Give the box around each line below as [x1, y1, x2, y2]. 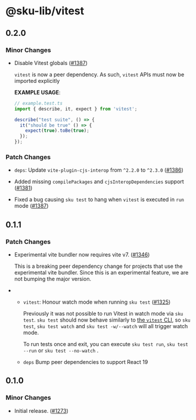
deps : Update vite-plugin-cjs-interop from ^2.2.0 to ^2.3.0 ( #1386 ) [14, 166, 184, 174]
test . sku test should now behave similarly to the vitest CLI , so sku [23, 316, 191, 323]
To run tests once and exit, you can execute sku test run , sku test [23, 340, 188, 347]
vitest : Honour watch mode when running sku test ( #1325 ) [23, 298, 171, 305]
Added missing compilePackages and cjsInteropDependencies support [14, 178, 184, 186]
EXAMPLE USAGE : [14, 88, 61, 96]
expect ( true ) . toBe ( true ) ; [25, 128, 90, 134]
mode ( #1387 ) [14, 202, 49, 209]
